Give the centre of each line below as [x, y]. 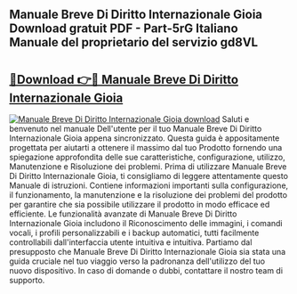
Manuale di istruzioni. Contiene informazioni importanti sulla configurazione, [149, 185]
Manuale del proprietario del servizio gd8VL [134, 42]
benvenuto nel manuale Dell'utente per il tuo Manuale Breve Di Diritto [136, 129]
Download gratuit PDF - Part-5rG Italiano [124, 29]
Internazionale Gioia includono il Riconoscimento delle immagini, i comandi [146, 223]
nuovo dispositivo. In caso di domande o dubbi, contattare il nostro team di [146, 270]
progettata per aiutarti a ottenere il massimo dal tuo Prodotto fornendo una [146, 147]
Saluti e [236, 119]
